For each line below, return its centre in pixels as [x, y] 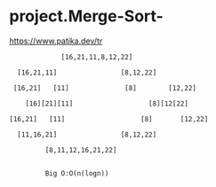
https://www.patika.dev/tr [56, 41]
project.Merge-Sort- [87, 16]
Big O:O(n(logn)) [77, 173]
